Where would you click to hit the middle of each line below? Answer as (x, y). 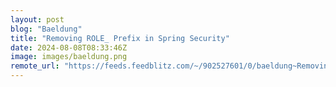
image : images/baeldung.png (69, 57)
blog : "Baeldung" (46, 29)
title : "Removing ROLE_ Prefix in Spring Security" (120, 38)
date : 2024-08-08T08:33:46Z (69, 47)
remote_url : (35, 66)
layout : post (37, 19)
